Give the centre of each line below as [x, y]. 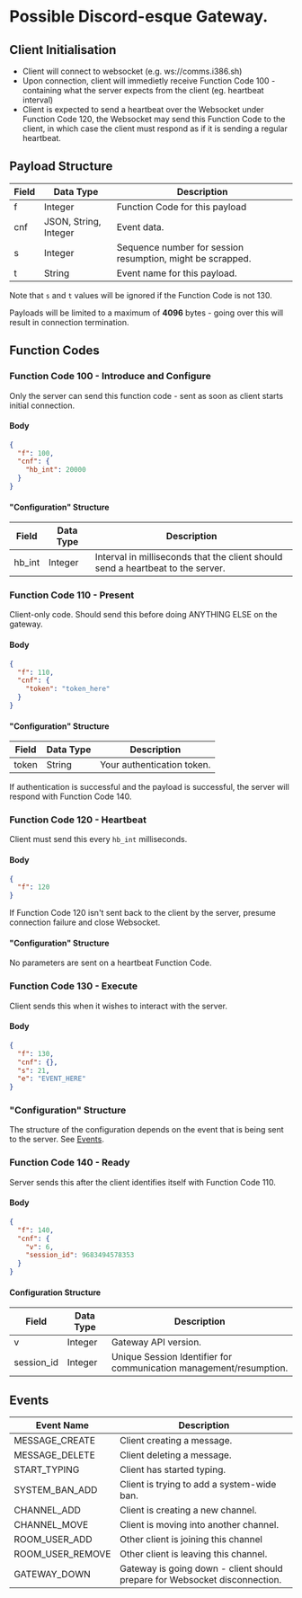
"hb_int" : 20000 [56, 470]
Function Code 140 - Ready [70, 1163]
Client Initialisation [63, 50]
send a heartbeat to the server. [160, 568]
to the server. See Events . [57, 1140]
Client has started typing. [173, 1469]
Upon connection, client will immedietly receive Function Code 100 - [149, 81]
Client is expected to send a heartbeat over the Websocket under [143, 109]
